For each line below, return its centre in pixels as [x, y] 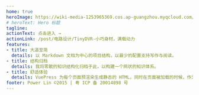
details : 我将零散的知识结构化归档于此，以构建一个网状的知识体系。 [85, 66]
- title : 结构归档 [27, 61]
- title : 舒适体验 [27, 72]
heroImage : [20, 17]
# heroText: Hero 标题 [33, 22]
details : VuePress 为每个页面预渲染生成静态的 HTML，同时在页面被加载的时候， [99, 77]
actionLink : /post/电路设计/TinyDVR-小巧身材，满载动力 [70, 39]
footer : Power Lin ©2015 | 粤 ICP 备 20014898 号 [67, 83]
